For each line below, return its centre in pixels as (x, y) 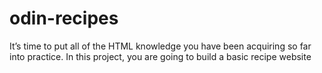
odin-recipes (64, 18)
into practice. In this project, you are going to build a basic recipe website (160, 56)
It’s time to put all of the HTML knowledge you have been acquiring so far (160, 46)
